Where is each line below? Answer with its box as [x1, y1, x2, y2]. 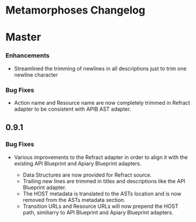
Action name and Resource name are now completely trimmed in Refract [14, 99, 191, 106]
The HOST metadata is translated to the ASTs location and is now [22, 190, 182, 197]
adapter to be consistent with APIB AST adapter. [14, 105, 131, 112]
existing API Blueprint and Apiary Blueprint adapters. [14, 160, 142, 167]
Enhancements [5, 51, 50, 59]
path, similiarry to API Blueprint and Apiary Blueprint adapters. [22, 208, 174, 216]
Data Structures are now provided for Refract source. [22, 171, 152, 178]
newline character [14, 71, 58, 78]
